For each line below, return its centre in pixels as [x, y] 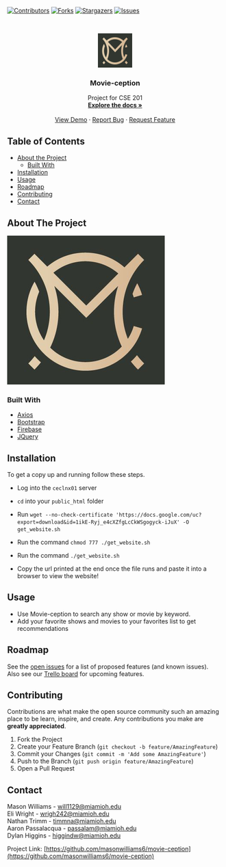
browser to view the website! [58, 576]
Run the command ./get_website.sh [68, 556]
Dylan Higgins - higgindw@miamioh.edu [64, 836]
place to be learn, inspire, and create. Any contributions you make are [105, 719]
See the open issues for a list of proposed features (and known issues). [108, 667]
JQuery [28, 437]
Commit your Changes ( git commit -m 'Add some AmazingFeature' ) [112, 754]
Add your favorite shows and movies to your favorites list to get [106, 621]
